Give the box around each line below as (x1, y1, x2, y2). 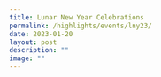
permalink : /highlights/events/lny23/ (9, 21, 152, 30)
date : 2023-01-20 (9, 29, 73, 38)
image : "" (9, 54, 46, 63)
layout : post (9, 37, 57, 47)
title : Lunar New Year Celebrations (9, 12, 144, 22)
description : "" (9, 46, 69, 55)
